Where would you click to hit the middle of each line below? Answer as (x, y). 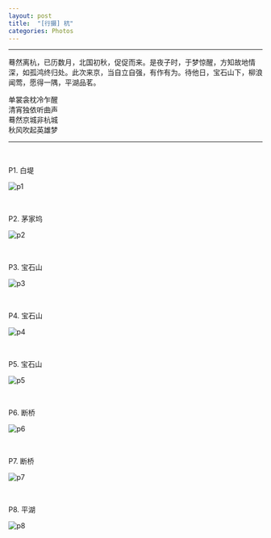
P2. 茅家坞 (25, 219)
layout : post (30, 16)
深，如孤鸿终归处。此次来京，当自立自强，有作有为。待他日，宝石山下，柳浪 (135, 73)
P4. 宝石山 (25, 316)
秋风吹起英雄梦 (33, 130)
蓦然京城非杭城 (33, 120)
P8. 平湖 (22, 510)
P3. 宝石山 (25, 267)
